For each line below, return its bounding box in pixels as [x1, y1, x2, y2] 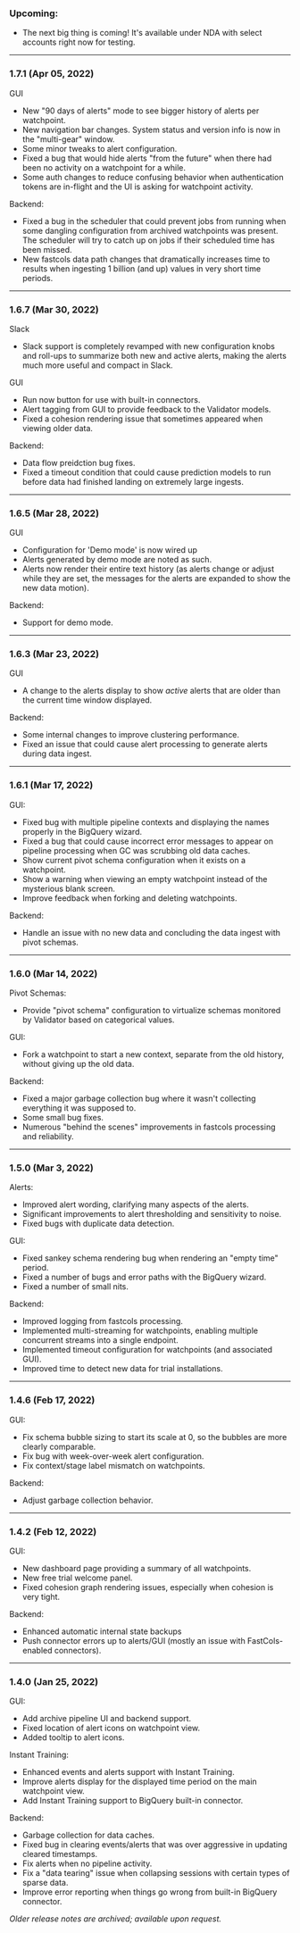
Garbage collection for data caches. [21, 1829, 154, 1841]
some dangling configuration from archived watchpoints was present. [21, 225, 279, 236]
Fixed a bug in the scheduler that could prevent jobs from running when [21, 215, 287, 226]
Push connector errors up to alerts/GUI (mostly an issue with [21, 1635, 246, 1646]
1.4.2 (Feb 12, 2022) [9, 1525, 97, 1537]
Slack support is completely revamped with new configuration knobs [21, 340, 275, 351]
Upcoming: [9, 7, 59, 20]
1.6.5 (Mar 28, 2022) [9, 507, 100, 520]
